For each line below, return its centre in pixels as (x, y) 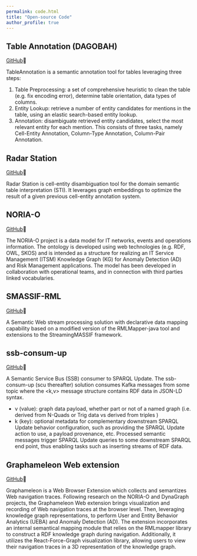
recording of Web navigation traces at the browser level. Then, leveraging (95, 509)
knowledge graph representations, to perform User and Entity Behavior (92, 515)
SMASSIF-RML (34, 297)
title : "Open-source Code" (39, 17)
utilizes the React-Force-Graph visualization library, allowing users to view (96, 541)
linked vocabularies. (30, 278)
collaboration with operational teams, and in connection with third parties (95, 272)
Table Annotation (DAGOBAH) (62, 46)
